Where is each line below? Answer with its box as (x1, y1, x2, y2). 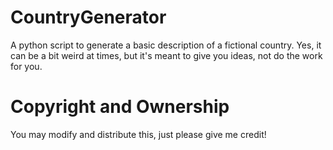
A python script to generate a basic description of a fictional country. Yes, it (10, 39, 322, 51)
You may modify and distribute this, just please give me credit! (10, 128, 267, 140)
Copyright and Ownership (10, 96, 230, 118)
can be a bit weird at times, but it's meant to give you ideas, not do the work (10, 49, 323, 61)
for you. (10, 60, 43, 72)
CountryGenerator (10, 6, 167, 29)
